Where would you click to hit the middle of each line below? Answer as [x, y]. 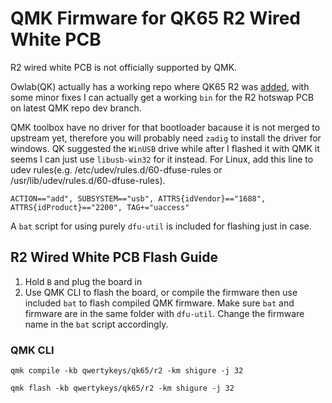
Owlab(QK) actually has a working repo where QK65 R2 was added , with [160, 86]
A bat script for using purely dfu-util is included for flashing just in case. [161, 226]
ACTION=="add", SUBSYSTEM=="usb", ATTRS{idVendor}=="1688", [138, 198]
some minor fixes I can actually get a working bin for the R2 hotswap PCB [162, 97]
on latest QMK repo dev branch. [76, 108]
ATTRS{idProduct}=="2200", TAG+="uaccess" [100, 207]
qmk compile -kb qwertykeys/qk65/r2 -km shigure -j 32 [127, 371]
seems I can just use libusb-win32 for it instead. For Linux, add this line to [162, 159]
